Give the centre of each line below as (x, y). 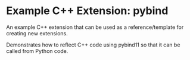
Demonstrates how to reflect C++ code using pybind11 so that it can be (93, 45)
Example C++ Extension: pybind (87, 11)
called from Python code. (37, 51)
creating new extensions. (37, 33)
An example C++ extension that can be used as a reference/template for (95, 27)
